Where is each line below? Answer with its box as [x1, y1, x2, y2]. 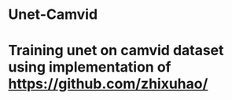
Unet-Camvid [8, 6, 98, 24]
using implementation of [8, 58, 171, 76]
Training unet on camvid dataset [8, 42, 224, 60]
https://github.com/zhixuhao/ [8, 75, 208, 93]
